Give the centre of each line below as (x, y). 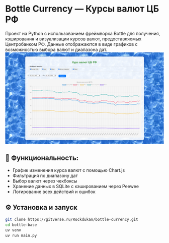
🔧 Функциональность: (42, 158)
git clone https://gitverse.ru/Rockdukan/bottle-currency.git (72, 220)
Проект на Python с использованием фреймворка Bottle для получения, (83, 33)
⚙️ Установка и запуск (41, 207)
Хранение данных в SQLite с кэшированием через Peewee (76, 186)
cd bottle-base (21, 225)
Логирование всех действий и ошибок (54, 192)
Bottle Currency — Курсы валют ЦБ (82, 9)
